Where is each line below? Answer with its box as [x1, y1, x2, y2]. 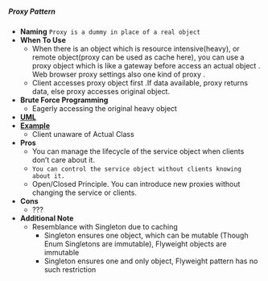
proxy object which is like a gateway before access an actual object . [31, 60, 261, 70]
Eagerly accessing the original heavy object [31, 103, 177, 113]
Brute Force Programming [19, 95, 109, 105]
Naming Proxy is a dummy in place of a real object [19, 27, 201, 36]
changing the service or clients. [31, 188, 137, 197]
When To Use [19, 35, 66, 44]
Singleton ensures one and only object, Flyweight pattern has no [43, 256, 258, 266]
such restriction [43, 264, 97, 274]
